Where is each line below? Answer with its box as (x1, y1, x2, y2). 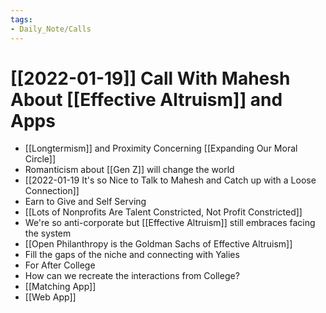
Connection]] (24, 185, 80, 197)
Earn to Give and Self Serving (24, 196, 147, 208)
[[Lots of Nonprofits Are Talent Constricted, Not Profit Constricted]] (24, 206, 303, 218)
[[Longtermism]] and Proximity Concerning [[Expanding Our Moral (24, 142, 298, 155)
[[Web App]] (24, 291, 77, 303)
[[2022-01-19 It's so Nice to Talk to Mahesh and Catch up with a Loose (24, 174, 317, 186)
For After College (24, 259, 96, 271)
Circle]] (24, 153, 57, 165)
